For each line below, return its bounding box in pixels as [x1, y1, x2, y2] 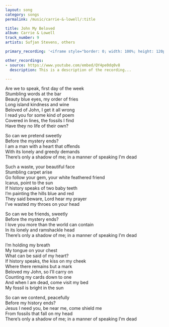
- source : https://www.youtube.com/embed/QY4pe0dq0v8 [5, 62, 121, 68]
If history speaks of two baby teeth [5, 185, 78, 191]
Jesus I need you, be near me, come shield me [5, 305, 102, 311]
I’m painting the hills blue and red [5, 191, 74, 197]
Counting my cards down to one [5, 274, 72, 280]
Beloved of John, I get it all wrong [5, 107, 75, 113]
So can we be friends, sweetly [5, 211, 68, 217]
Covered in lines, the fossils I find [5, 118, 74, 124]
